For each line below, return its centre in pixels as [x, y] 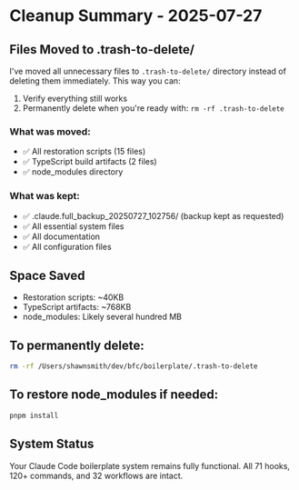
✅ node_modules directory [73, 172]
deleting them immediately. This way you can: [95, 81]
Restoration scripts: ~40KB [73, 297]
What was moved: [50, 131]
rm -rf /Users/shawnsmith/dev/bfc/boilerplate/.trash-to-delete [134, 366]
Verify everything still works [75, 98]
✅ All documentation [61, 236]
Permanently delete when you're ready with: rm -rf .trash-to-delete [153, 108]
